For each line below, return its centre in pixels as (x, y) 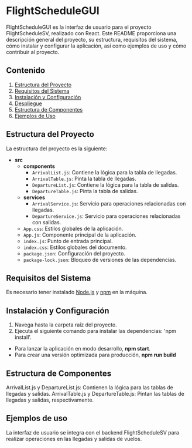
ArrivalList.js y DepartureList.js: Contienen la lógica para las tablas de (90, 388)
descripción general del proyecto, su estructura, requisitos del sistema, (92, 39)
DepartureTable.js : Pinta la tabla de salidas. (85, 191)
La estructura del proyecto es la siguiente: (57, 149)
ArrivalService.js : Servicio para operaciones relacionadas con (109, 203)
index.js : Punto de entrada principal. (68, 241)
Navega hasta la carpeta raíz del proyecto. (66, 325)
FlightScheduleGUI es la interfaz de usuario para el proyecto (79, 27)
